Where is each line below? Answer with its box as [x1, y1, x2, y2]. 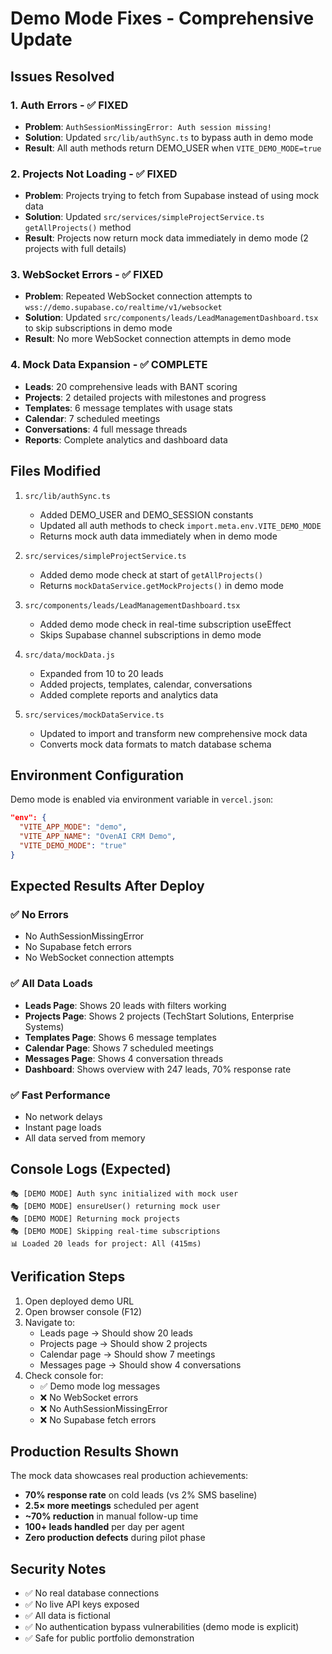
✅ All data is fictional [24, 1610, 112, 1622]
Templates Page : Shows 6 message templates [24, 1031, 217, 1043]
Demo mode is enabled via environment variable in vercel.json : [10, 793, 274, 806]
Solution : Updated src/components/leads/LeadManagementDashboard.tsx [24, 312, 319, 324]
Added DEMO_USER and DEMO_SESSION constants [39, 508, 254, 521]
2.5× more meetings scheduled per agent [24, 1500, 199, 1512]
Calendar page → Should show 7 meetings [39, 1348, 216, 1360]
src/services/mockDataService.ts [24, 710, 165, 720]
